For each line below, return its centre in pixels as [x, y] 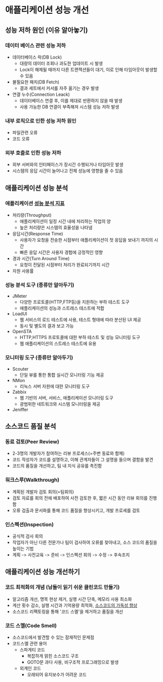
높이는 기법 [23, 548]
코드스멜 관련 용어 [29, 644]
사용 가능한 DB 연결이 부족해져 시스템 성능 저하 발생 [69, 107]
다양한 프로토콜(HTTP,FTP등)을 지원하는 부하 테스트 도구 [75, 302]
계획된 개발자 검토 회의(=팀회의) [43, 491]
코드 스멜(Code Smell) [31, 625]
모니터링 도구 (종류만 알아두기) [39, 358]
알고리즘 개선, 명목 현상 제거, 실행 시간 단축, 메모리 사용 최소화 [72, 599]
